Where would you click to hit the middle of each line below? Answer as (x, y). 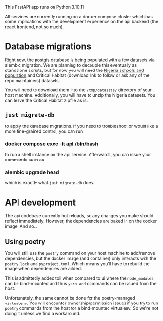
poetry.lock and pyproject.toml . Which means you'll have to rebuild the (77, 264)
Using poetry (25, 241)
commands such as (25, 160)
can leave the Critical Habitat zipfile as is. (46, 100)
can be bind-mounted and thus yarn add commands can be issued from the (81, 284)
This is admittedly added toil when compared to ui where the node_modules (80, 278)
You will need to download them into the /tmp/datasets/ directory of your (79, 90)
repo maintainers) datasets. (33, 80)
